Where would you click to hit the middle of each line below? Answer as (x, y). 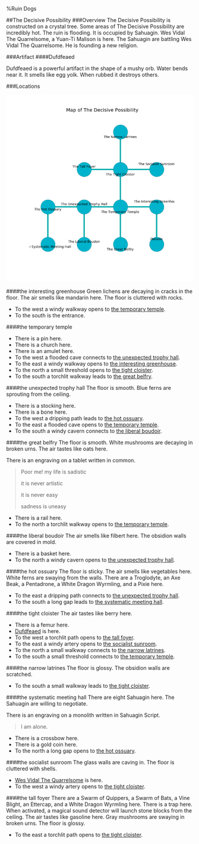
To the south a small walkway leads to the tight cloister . (82, 686)
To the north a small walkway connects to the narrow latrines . (90, 650)
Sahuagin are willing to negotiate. (47, 703)
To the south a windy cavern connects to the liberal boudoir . (88, 431)
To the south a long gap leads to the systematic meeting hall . (89, 602)
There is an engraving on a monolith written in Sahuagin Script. (83, 715)
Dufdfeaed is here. (37, 631)
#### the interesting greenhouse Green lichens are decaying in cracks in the (99, 291)
